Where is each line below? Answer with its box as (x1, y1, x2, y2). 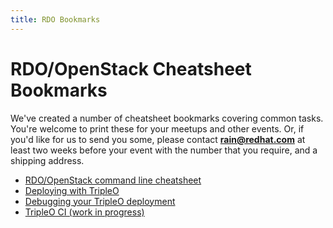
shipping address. (10, 154, 85, 166)
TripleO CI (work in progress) (24, 206, 145, 218)
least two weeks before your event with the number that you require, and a (10, 144, 318, 156)
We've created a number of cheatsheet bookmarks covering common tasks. (10, 112, 324, 124)
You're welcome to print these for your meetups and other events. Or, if (10, 122, 305, 135)
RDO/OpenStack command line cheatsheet (24, 174, 202, 186)
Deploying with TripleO (24, 184, 120, 196)
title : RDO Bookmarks (10, 14, 101, 25)
